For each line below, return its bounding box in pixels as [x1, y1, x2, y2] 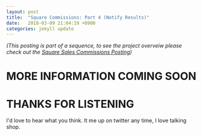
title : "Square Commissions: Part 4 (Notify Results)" [6, 14, 150, 20]
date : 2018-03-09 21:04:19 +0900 [6, 20, 96, 26]
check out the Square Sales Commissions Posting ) [6, 49, 133, 56]
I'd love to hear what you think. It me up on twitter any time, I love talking [6, 117, 187, 124]
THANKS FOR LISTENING [6, 97, 134, 111]
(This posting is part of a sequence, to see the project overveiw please [6, 42, 182, 49]
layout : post [6, 8, 39, 15]
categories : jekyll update [6, 25, 74, 32]
